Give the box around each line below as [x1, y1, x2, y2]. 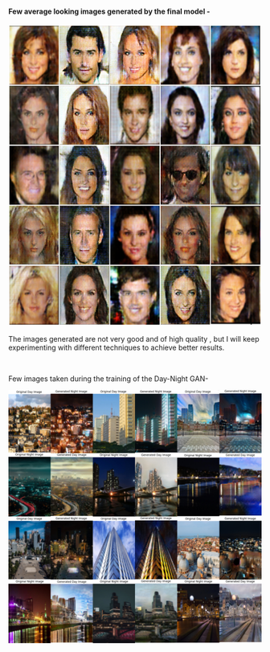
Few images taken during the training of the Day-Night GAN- [8, 374, 209, 383]
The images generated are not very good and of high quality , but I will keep [8, 334, 260, 344]
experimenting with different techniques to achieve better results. [8, 342, 225, 353]
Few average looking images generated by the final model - [8, 6, 211, 16]
